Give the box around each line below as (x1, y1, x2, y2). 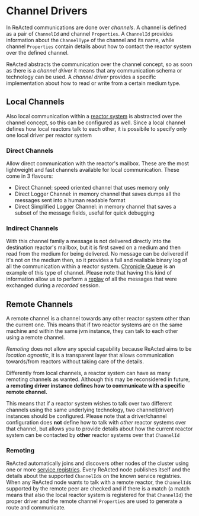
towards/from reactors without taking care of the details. (6, 358, 144, 365)
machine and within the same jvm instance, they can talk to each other (6, 328, 179, 335)
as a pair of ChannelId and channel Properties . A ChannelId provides (6, 30, 173, 37)
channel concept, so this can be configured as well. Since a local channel (6, 119, 185, 126)
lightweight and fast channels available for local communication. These (6, 166, 179, 174)
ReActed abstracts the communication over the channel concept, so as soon (6, 61, 192, 68)
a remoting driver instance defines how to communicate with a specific (6, 382, 185, 389)
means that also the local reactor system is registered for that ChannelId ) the (6, 492, 192, 499)
